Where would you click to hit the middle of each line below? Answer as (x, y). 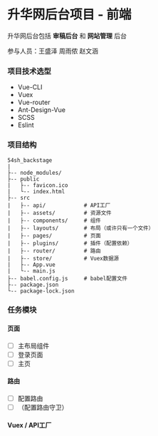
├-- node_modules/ (35, 173)
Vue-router (34, 102)
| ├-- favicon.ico (38, 185)
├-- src (19, 198)
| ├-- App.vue (31, 265)
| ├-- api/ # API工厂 (59, 205)
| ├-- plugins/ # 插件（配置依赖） (70, 243)
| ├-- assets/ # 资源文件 (59, 213)
